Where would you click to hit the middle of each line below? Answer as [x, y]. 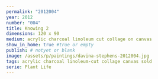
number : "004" [24, 23]
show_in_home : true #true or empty [50, 45]
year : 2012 [20, 17]
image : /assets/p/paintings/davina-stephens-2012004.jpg [78, 56]
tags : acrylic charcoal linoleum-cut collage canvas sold [79, 61]
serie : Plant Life [29, 67]
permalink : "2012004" [33, 12]
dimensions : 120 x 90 [33, 34]
